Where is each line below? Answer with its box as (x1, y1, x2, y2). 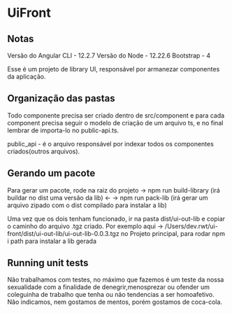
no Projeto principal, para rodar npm (121, 229, 226, 237)
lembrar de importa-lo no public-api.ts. (7, 126, 119, 134)
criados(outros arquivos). (7, 147, 80, 155)
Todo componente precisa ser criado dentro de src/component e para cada (7, 111, 225, 120)
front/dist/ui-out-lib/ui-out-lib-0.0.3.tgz (7, 229, 120, 237)
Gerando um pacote (7, 167, 96, 179)
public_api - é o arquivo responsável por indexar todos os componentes (7, 139, 215, 148)
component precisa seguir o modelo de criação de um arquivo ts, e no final (7, 118, 224, 127)
